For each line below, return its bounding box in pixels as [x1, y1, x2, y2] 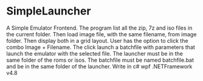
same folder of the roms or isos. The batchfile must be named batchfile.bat [6, 56, 194, 63]
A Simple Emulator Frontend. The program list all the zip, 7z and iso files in [6, 24, 193, 31]
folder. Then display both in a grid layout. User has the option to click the [6, 37, 188, 44]
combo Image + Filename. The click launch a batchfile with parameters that [6, 44, 196, 51]
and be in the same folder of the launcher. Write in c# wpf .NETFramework [6, 62, 193, 70]
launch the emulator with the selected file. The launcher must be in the [6, 50, 184, 57]
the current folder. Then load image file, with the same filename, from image [6, 30, 197, 37]
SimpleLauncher [6, 4, 91, 18]
